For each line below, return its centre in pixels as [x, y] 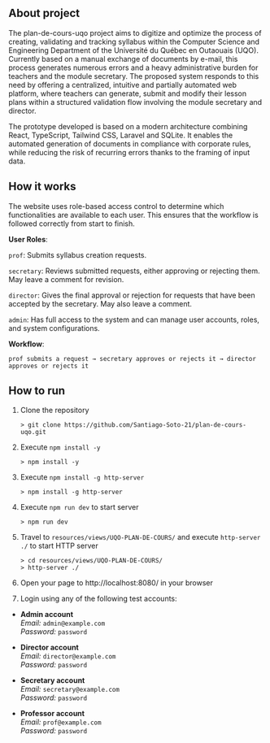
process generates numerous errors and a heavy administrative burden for [133, 67]
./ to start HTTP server [59, 546]
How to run [37, 391]
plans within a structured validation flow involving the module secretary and [135, 102]
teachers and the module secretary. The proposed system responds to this [134, 76]
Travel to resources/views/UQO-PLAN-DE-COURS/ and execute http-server [140, 537]
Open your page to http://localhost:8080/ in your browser [117, 583]
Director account [49, 647]
